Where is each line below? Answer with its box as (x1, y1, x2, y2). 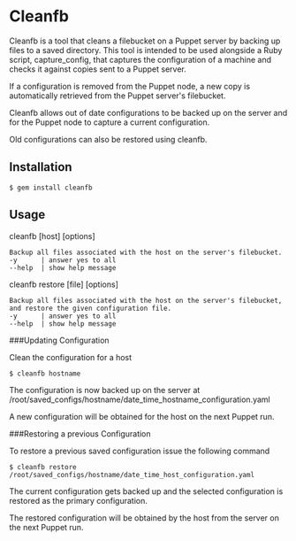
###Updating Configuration (9, 335, 110, 345)
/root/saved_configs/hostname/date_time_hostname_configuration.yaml (9, 394, 271, 405)
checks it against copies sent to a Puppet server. (9, 64, 187, 74)
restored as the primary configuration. (9, 495, 148, 506)
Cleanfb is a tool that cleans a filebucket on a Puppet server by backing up (9, 35, 281, 46)
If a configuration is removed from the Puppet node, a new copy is (9, 81, 250, 91)
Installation (9, 159, 72, 174)
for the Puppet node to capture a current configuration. (9, 117, 210, 128)
